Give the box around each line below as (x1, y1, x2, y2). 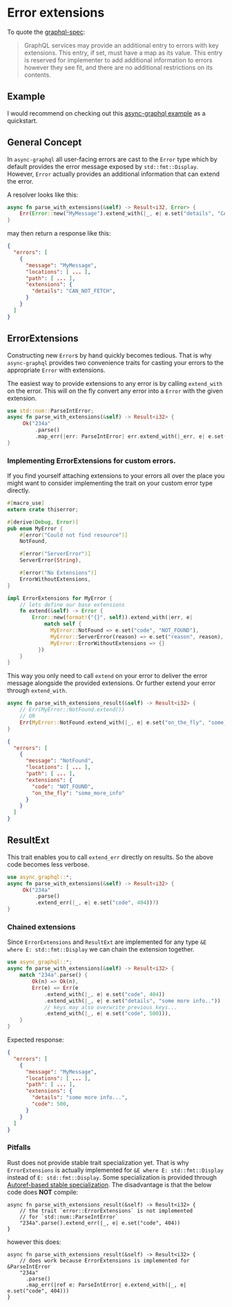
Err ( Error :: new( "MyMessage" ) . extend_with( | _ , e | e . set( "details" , (19, 210, 215, 217)
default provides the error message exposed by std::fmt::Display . (7, 162, 199, 170)
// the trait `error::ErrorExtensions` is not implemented (19, 1207, 193, 1214)
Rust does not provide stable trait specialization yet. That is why (7, 1158, 189, 1166)
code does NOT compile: (7, 1188, 79, 1196)
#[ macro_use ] (7, 500, 45, 507)
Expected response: (7, 1035, 64, 1044)
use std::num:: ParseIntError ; (7, 407, 95, 414)
